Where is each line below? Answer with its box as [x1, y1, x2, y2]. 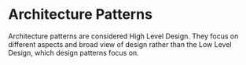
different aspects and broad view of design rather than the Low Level [8, 39, 232, 49]
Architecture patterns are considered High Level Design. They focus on [8, 31, 239, 41]
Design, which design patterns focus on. [8, 48, 139, 57]
